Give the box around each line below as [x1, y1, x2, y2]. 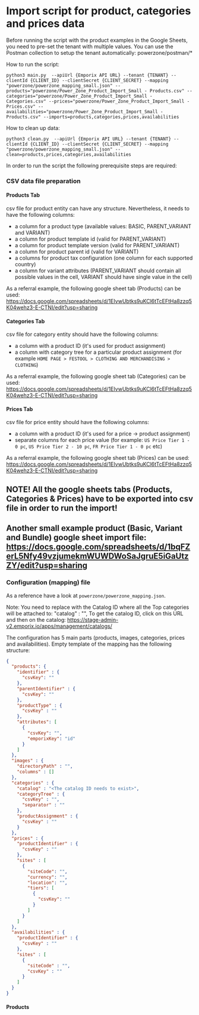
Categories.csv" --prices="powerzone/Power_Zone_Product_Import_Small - [6, 98, 190, 104]
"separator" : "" [21, 802, 65, 808]
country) [14, 261, 36, 268]
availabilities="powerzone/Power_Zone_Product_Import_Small [6, 108, 159, 114]
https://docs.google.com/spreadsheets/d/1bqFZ [6, 542, 191, 552]
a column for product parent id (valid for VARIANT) [14, 248, 139, 256]
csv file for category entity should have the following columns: [6, 331, 159, 338]
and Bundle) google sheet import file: [6, 533, 147, 543]
